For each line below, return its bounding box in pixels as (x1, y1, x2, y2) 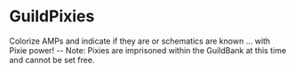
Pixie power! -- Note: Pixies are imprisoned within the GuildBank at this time (9, 44, 287, 55)
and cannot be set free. (9, 54, 95, 65)
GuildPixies (9, 6, 95, 27)
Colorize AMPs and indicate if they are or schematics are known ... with (9, 36, 271, 46)
